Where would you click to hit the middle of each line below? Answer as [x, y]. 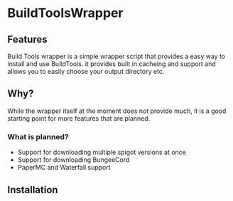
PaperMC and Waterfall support [64, 168]
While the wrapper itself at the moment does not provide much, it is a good [117, 111]
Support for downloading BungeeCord [74, 160]
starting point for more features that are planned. [79, 118]
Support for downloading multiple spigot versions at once [102, 152]
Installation [33, 190]
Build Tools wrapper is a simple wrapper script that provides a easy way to [116, 56]
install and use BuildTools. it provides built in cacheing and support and [112, 64]
